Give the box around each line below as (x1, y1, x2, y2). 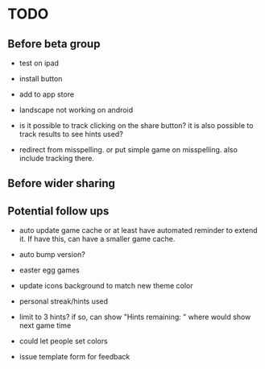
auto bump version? (19, 250, 85, 259)
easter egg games (19, 265, 80, 275)
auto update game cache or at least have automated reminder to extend (19, 226, 259, 235)
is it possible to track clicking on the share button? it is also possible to (19, 121, 254, 130)
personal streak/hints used (19, 296, 109, 306)
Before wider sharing (7, 176, 116, 190)
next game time (19, 321, 72, 330)
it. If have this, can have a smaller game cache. (19, 234, 176, 244)
